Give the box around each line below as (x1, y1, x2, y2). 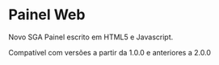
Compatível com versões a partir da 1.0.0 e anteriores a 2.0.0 (8, 47, 212, 57)
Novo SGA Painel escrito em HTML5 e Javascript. (8, 32, 174, 42)
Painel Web (8, 6, 86, 24)
